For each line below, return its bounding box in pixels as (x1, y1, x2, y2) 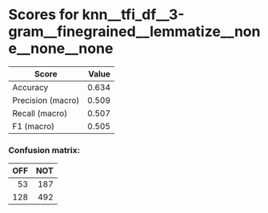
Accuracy (12, 81, 49, 93)
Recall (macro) (12, 108, 68, 119)
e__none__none (8, 40, 114, 57)
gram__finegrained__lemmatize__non (8, 22, 261, 41)
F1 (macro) (12, 120, 55, 132)
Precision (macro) (12, 94, 80, 105)
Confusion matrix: (8, 144, 81, 156)
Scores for (8, 6, 79, 24)
